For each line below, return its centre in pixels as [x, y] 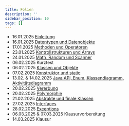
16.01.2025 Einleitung [33, 37]
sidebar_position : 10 [27, 18]
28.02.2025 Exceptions [36, 109]
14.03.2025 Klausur [31, 119]
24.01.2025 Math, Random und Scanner [52, 57]
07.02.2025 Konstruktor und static [46, 73]
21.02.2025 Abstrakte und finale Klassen [53, 99]
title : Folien [19, 9]
